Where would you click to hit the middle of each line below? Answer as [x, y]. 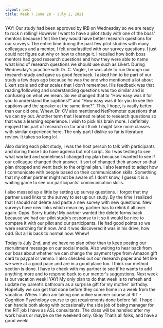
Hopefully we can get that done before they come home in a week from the [80, 289]
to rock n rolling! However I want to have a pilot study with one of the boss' [80, 33]
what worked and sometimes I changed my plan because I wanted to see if [80, 156]
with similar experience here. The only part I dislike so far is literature [74, 132]
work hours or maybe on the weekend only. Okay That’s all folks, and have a [81, 315]
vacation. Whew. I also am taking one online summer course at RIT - [73, 294]
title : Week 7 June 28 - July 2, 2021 [44, 14]
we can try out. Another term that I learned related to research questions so [81, 116]
